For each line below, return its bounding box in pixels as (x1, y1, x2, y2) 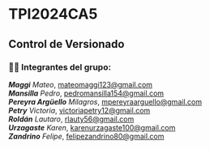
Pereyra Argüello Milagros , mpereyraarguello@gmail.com (8, 96, 203, 106)
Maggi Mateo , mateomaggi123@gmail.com (8, 79, 152, 89)
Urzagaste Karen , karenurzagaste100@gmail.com (8, 122, 176, 132)
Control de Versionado (8, 37, 125, 51)
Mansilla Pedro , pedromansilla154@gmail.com (8, 88, 165, 98)
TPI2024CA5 (8, 5, 98, 23)
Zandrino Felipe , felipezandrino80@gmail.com (8, 131, 165, 141)
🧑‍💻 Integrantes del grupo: (8, 62, 112, 73)
